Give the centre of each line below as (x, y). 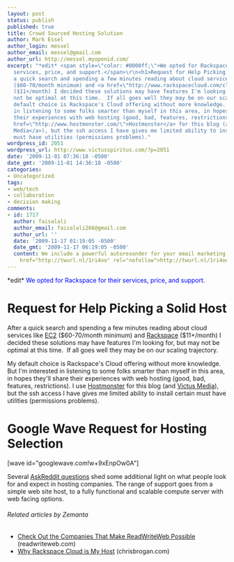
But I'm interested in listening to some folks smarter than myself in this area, (116, 371)
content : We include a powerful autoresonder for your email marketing (120, 254)
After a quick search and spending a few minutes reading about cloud (107, 327)
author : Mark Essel (36, 40)
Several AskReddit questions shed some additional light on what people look (117, 476)
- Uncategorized (31, 176)
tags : (15, 182)
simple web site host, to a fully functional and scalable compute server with (116, 491)
